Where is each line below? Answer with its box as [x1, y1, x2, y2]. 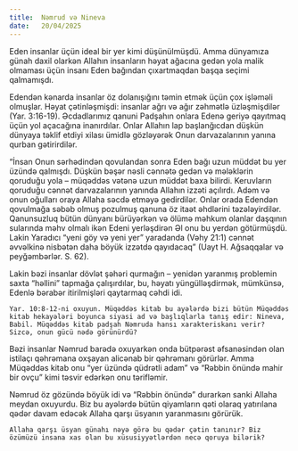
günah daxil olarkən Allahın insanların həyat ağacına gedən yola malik [9, 55, 265, 66]
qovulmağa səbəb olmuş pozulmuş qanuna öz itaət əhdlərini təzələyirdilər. [9, 203, 282, 214]
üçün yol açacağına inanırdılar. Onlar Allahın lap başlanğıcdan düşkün [9, 119, 264, 130]
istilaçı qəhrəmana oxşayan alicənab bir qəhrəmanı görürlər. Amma [9, 353, 254, 364]
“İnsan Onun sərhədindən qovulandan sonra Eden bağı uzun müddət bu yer [9, 156, 287, 167]
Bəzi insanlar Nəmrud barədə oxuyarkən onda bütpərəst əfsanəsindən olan [9, 343, 286, 354]
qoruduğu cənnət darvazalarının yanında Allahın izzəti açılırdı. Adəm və [9, 184, 270, 195]
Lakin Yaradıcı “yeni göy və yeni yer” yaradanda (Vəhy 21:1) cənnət [9, 232, 254, 242]
